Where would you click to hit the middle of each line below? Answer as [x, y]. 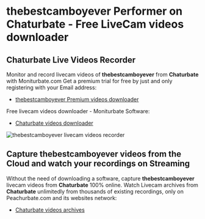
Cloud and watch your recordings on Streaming [98, 164]
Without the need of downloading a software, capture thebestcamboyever [101, 178]
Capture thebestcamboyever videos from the [94, 154]
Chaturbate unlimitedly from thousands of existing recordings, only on [95, 191]
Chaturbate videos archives [50, 210]
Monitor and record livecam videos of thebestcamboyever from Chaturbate [103, 74]
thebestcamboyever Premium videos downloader [77, 99]
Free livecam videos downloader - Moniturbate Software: [78, 111]
